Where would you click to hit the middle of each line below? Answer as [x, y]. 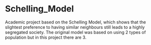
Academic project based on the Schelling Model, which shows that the [75, 22]
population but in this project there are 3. [46, 37]
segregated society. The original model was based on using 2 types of [75, 32]
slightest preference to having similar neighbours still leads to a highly [75, 27]
